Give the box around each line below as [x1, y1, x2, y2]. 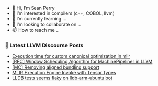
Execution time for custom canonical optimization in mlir [12, 53, 131, 59]
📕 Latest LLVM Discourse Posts [5, 41, 84, 49]
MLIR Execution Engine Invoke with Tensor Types [12, 70, 116, 76]
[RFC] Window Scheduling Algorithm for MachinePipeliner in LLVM [12, 59, 153, 65]
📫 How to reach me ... [12, 27, 60, 33]
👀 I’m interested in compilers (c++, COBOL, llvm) [12, 10, 115, 16]
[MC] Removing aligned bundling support [12, 64, 99, 70]
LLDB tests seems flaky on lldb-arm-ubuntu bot [12, 75, 113, 81]
